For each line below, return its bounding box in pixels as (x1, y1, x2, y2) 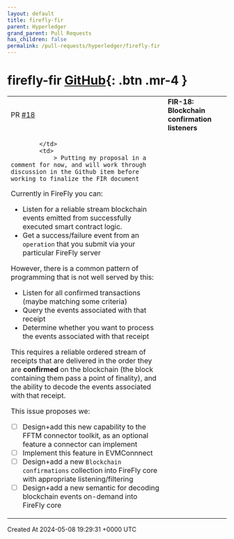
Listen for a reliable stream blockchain (22, 204, 148, 214)
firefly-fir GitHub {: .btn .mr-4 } (7, 72, 188, 88)
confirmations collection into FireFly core (22, 465, 158, 475)
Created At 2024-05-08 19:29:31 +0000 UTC (7, 525, 137, 533)
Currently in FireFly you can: (10, 189, 103, 198)
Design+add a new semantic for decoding (22, 483, 159, 492)
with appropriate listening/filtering (22, 474, 134, 484)
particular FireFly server (22, 248, 101, 258)
